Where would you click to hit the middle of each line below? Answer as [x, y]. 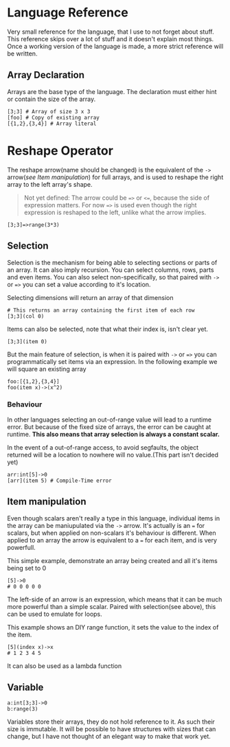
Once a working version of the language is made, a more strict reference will [115, 46]
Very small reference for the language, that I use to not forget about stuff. [111, 32]
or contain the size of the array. [51, 99]
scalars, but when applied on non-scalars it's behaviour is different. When [112, 533]
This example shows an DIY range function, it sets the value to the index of [113, 627]
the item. [20, 634]
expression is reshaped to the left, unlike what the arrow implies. [115, 212]
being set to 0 [27, 568]
